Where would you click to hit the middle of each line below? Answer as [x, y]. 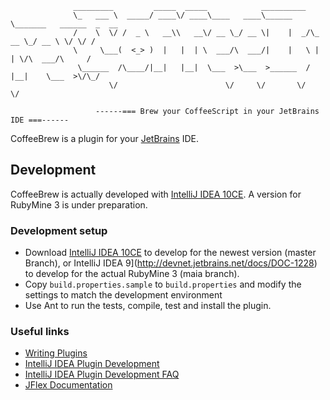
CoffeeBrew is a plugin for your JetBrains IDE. [104, 138]
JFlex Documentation [68, 385]
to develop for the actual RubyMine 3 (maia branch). [132, 274]
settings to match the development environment [123, 295]
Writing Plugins [56, 353]
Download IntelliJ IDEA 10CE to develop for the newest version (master [170, 253]
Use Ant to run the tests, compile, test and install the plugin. [148, 306]
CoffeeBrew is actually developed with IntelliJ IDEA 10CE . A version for [156, 194]
